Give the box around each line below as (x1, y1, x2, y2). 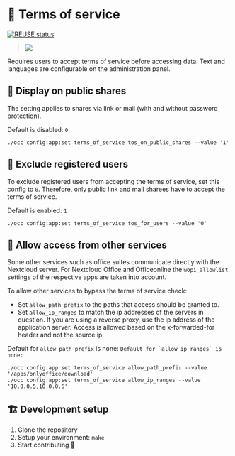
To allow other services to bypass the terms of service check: (7, 287, 188, 295)
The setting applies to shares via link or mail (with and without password (7, 104, 218, 112)
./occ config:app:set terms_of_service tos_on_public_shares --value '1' (7, 139, 230, 146)
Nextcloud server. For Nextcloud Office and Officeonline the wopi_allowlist (7, 266, 229, 274)
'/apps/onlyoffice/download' (7, 371, 93, 378)
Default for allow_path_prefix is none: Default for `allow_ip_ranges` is (7, 344, 222, 353)
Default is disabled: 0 (7, 125, 69, 134)
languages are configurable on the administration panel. (7, 64, 171, 73)
